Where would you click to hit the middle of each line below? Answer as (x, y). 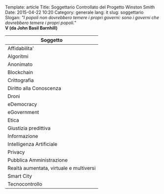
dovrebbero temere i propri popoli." (41, 23)
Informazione (23, 136)
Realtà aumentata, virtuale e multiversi (52, 168)
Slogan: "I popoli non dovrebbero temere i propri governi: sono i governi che (82, 17)
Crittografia (21, 80)
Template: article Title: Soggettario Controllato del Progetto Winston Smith (80, 7)
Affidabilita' (21, 48)
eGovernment (23, 112)
